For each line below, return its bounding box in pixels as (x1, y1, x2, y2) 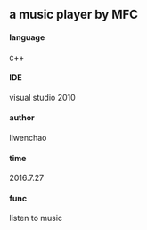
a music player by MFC (9, 7, 139, 22)
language (9, 31, 45, 43)
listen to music (9, 213, 63, 224)
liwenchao (9, 133, 47, 143)
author (9, 112, 36, 123)
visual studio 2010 (9, 92, 76, 103)
